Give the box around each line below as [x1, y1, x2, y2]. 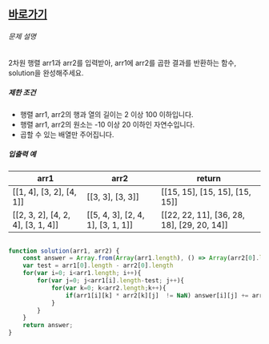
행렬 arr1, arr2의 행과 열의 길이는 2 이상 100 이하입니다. [19, 109, 194, 119]
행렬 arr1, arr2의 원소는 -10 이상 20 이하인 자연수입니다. [19, 119, 195, 129]
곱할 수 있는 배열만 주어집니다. [19, 129, 114, 139]
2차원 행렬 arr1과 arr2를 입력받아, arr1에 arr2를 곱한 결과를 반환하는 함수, [8, 58, 237, 67]
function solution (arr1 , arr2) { [8, 247, 120, 255]
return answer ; [22, 322, 74, 330]
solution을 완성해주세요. [8, 67, 84, 78]
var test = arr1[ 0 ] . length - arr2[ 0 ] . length [22, 261, 174, 270]
